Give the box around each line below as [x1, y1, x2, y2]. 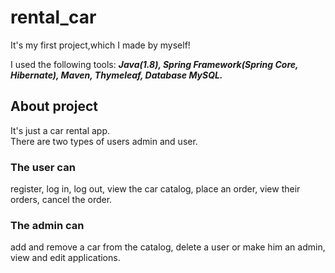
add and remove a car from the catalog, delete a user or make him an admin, [10, 241, 326, 253]
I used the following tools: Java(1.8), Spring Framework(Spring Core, [10, 58, 299, 70]
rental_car [10, 6, 97, 29]
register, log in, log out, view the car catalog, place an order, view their [10, 183, 301, 195]
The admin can [10, 218, 85, 232]
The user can [10, 160, 76, 174]
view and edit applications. [10, 252, 121, 264]
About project [10, 98, 98, 115]
